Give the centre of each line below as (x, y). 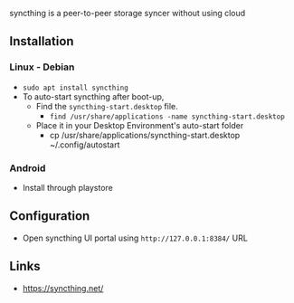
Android (28, 168)
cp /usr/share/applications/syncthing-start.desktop (145, 135)
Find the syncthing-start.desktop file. (107, 106)
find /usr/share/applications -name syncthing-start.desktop (167, 117)
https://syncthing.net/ (63, 288)
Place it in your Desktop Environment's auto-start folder (140, 125)
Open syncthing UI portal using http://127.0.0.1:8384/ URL (135, 238)
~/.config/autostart (85, 145)
